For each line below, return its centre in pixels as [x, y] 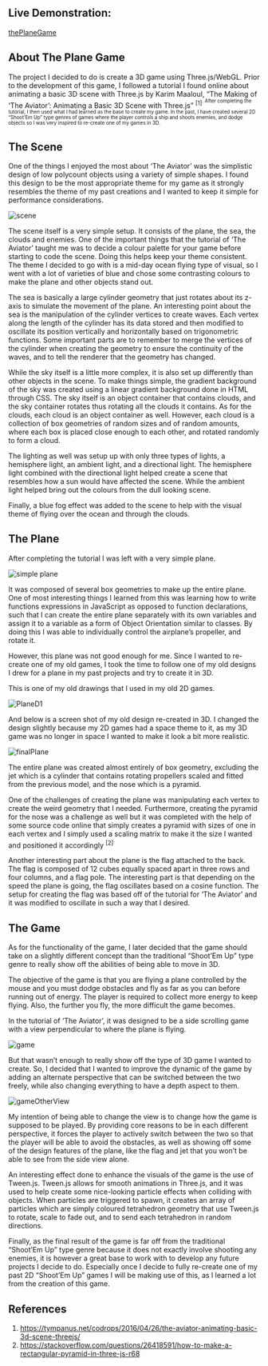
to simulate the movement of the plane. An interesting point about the [137, 306]
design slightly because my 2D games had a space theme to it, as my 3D [128, 728]
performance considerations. [56, 200]
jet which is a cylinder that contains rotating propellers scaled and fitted [126, 776]
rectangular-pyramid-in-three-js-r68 [80, 1353]
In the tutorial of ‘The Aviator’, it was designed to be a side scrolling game [129, 1021]
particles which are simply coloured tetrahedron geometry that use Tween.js [134, 1209]
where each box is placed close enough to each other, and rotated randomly [134, 432]
